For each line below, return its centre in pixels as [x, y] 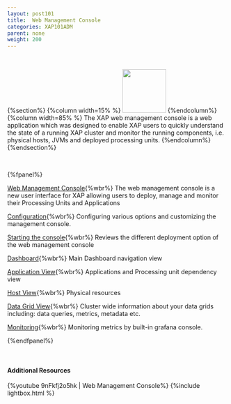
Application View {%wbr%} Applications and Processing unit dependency [112, 272]
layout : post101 [31, 14]
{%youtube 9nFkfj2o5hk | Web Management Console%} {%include [104, 386]
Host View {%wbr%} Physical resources [64, 293]
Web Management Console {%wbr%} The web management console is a [111, 188]
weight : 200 [24, 40]
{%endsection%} [32, 148]
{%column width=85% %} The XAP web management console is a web [110, 118]
